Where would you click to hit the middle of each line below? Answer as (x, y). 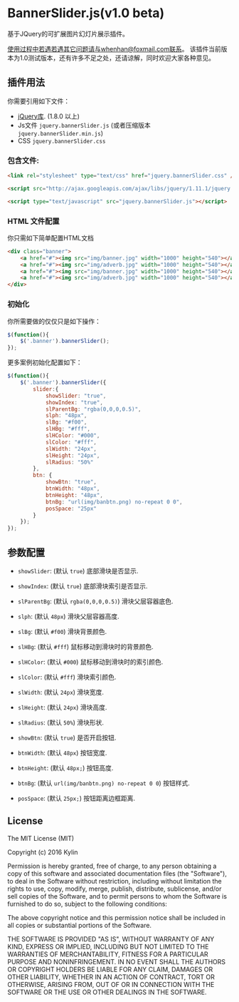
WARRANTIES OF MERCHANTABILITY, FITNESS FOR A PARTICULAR (108, 954)
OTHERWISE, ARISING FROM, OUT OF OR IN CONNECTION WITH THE (111, 984)
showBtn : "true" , (71, 482)
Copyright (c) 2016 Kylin (43, 852)
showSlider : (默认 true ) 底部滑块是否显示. (78, 571)
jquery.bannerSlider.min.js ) (60, 133)
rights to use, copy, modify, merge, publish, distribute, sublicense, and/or (115, 889)
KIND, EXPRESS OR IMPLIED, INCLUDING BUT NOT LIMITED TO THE (108, 946)
